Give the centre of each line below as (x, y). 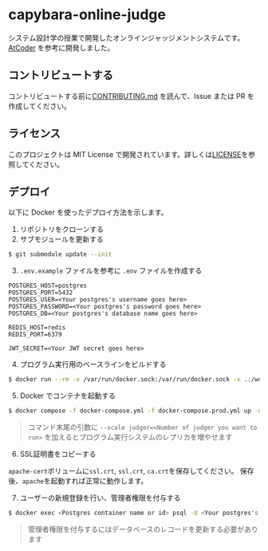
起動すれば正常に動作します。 (99, 481)
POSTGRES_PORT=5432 (41, 293)
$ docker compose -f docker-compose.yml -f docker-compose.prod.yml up (130, 411)
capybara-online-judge (87, 15)
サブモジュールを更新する (61, 239)
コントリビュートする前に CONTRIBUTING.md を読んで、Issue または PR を (131, 96)
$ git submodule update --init (60, 254)
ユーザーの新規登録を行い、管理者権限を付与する (100, 498)
